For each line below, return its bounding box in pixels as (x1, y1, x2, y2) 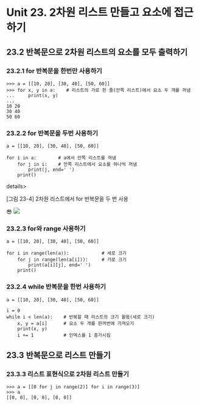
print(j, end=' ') (28, 167, 75, 173)
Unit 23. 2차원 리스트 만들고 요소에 (6, 5, 172, 19)
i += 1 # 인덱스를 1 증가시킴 (17, 332, 111, 338)
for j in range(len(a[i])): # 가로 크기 (17, 256, 127, 263)
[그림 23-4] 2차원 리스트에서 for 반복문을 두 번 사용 (6, 195, 129, 202)
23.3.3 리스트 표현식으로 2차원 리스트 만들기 (6, 370, 129, 379)
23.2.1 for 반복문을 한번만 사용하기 (6, 66, 102, 75)
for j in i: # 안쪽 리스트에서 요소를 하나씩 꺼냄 (17, 162, 138, 168)
